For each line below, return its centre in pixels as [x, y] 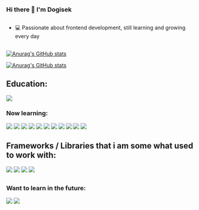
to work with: [31, 155]
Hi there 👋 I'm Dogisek [39, 10]
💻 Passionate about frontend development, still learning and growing [100, 28]
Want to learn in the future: [46, 189]
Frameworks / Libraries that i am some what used [100, 146]
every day [27, 36]
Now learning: [27, 113]
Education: [27, 84]
